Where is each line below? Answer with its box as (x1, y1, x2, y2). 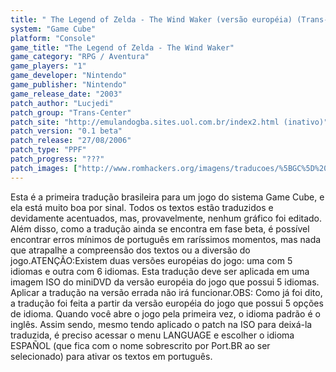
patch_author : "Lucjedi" (10, 98, 114, 108)
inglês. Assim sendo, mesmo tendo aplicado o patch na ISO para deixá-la (10, 318, 313, 330)
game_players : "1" (10, 61, 87, 71)
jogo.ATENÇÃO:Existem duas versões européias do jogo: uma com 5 (10, 254, 293, 266)
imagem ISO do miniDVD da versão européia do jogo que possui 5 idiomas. (10, 276, 320, 288)
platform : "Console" (10, 33, 97, 43)
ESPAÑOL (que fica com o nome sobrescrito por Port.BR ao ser (10, 339, 271, 351)
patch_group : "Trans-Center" (10, 107, 132, 118)
